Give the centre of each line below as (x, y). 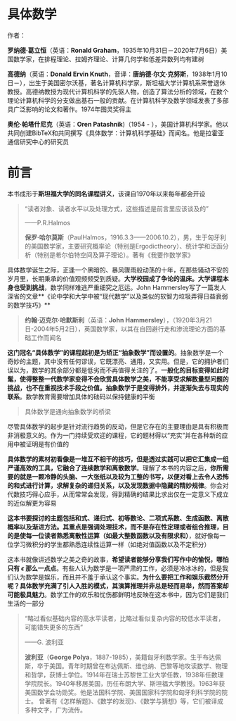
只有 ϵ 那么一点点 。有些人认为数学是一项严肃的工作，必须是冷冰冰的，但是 (115, 568)
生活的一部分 (26, 603)
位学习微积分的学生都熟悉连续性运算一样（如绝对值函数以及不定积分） (109, 544)
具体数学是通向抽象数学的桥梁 (67, 411)
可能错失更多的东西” (53, 627)
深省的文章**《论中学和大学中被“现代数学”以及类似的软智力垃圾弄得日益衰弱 (118, 296)
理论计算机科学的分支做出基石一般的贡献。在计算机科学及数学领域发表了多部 (118, 100)
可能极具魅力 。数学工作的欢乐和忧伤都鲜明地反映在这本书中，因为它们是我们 (118, 594)
